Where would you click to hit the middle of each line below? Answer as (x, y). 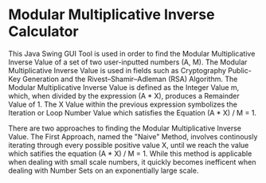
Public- (240, 70)
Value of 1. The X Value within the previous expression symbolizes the (123, 104)
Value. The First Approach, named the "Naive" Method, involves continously (133, 136)
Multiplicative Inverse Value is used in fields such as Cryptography (117, 70)
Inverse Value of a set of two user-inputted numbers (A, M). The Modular (128, 62)
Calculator (43, 31)
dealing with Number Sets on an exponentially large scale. (104, 170)
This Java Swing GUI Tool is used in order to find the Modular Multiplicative (132, 53)
